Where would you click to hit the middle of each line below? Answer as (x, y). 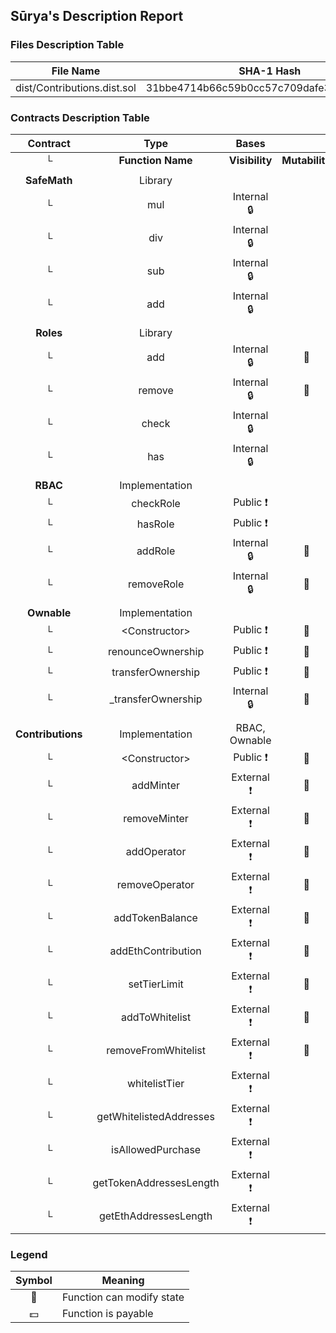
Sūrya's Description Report (97, 16)
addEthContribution (155, 951)
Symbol (34, 1281)
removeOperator (155, 885)
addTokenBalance (155, 918)
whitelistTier (155, 1084)
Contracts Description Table (80, 117)
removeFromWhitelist (156, 1051)
